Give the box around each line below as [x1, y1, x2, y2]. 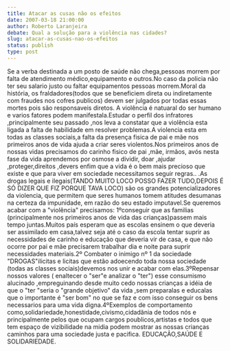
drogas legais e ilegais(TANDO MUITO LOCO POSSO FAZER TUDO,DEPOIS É [7, 177, 224, 185]
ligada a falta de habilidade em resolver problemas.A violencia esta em [7, 125, 207, 134]
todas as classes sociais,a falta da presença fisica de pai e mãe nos [7, 133, 199, 141]
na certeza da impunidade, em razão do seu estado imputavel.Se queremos [7, 199, 221, 207]
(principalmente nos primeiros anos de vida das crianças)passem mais [7, 213, 207, 221]
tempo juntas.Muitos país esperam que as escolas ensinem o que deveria [7, 220, 215, 229]
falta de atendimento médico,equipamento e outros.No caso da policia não [7, 74, 218, 82]
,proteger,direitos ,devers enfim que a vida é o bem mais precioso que [7, 162, 206, 170]
